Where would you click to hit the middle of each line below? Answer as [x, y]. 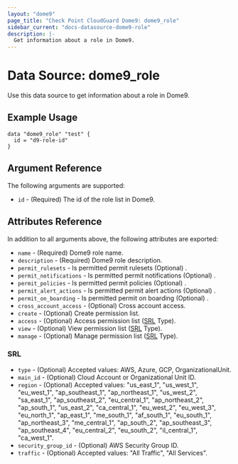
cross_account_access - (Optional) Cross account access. [102, 305]
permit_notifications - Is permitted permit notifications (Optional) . [117, 275]
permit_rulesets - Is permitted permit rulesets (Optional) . [102, 268]
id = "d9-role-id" [41, 140]
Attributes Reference [55, 222]
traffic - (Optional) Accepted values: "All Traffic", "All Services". [113, 453]
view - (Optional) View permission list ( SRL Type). [90, 328]
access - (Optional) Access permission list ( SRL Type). [97, 320]
